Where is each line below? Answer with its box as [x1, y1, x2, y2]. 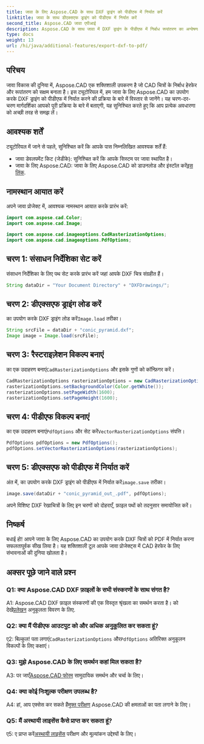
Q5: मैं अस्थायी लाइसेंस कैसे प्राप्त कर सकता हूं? [6, 716, 112, 725]
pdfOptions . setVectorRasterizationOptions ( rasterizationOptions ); [6, 446, 178, 452]
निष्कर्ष [6, 520, 25, 530]
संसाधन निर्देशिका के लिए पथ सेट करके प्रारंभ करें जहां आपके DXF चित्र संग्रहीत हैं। [6, 270, 164, 277]
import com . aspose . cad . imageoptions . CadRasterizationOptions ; [6, 231, 167, 237]
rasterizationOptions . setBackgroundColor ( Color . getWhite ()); [6, 383, 165, 389]
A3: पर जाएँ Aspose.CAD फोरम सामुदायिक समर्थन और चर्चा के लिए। [6, 672, 144, 679]
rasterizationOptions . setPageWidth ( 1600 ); [6, 389, 115, 395]
